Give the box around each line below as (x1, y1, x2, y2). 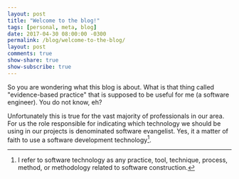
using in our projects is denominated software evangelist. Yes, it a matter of (7, 126, 229, 135)
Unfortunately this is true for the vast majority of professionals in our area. (7, 112, 225, 120)
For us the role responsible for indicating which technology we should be (7, 119, 221, 128)
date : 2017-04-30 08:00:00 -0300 (7, 30, 107, 38)
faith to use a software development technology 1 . (7, 134, 152, 144)
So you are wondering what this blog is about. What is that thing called (7, 82, 215, 91)
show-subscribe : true (7, 63, 72, 70)
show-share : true (7, 57, 59, 64)
